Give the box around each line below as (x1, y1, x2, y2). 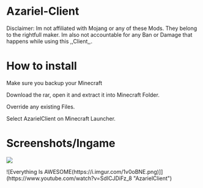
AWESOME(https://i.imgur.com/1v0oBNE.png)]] (43, 168, 163, 175)
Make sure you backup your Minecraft (6, 79, 103, 86)
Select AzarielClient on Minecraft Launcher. (6, 115, 116, 122)
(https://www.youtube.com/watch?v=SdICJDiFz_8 (6, 175, 133, 182)
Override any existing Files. (6, 103, 75, 110)
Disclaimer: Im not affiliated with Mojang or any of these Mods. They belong (6, 24, 197, 32)
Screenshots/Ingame (6, 137, 116, 151)
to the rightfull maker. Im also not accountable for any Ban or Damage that (6, 31, 193, 38)
